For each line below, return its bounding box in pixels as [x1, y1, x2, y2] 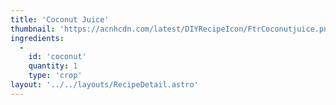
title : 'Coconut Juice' [10, 14, 110, 25]
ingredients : [10, 33, 65, 43]
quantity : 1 [28, 61, 78, 71]
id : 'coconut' [28, 52, 87, 62]
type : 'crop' [28, 71, 83, 81]
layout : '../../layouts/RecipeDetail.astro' [10, 80, 199, 90]
